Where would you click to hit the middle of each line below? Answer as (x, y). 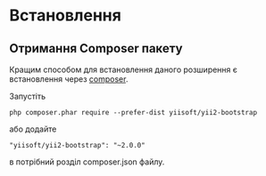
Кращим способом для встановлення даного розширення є (124, 69)
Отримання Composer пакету (96, 48)
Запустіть (28, 96)
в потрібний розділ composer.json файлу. (87, 162)
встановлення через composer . (69, 79)
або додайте (33, 129)
